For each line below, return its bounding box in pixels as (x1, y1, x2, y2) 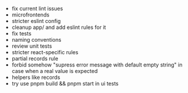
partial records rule (11, 55, 59, 62)
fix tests (11, 30, 31, 37)
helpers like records (11, 74, 60, 81)
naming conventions (11, 36, 61, 43)
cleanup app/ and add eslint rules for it (11, 24, 106, 31)
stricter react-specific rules (11, 49, 79, 55)
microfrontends (11, 11, 50, 18)
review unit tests (11, 42, 52, 49)
